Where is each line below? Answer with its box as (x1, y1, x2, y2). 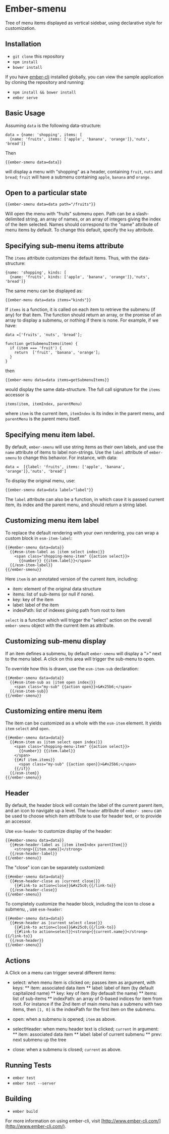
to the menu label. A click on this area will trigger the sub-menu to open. (5, 656, 155, 662)
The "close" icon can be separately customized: (5, 865, 105, 871)
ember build (12, 1109, 38, 1114)
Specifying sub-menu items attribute (5, 241, 124, 250)
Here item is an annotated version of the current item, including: (5, 576, 138, 582)
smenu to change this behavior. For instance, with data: (5, 455, 118, 461)
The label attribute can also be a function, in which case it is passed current (5, 496, 164, 502)
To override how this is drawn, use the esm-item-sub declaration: (5, 665, 139, 671)
